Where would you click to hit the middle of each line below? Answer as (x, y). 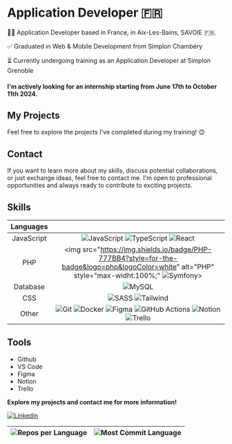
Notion (27, 381)
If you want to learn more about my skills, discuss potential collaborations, (113, 170)
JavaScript (29, 238)
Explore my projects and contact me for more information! (92, 402)
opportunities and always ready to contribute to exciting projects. (100, 186)
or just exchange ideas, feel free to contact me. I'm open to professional (109, 178)
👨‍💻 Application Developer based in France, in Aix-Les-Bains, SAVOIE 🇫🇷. (112, 32)
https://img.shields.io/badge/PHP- (156, 249)
